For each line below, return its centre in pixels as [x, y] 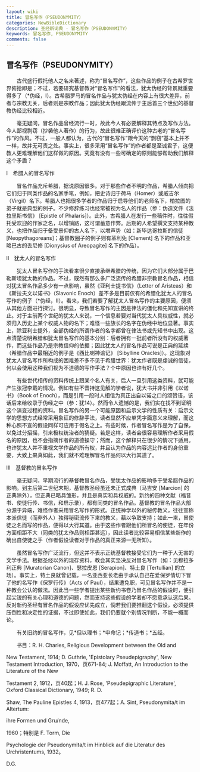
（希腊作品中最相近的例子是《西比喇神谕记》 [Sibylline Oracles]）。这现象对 [99, 353]
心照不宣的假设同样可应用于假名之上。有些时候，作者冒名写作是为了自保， [102, 425]
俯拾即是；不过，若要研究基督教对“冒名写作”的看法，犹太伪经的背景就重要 [102, 88]
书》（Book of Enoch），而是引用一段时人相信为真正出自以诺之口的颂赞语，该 [100, 395]
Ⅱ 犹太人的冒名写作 [31, 258]
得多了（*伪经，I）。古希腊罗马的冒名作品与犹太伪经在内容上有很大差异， [96, 95]
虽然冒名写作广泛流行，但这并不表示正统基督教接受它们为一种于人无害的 [105, 552]
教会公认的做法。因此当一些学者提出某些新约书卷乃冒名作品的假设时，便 [100, 590]
